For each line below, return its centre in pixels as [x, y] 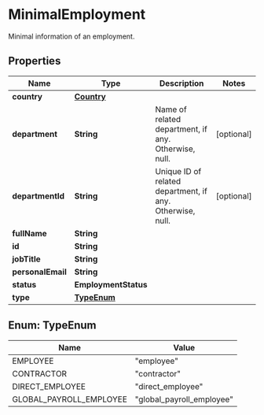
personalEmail [39, 272]
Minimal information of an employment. [71, 36]
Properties [35, 61]
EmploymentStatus [111, 284]
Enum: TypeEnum [52, 326]
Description [181, 83]
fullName [29, 233]
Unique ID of [178, 171]
